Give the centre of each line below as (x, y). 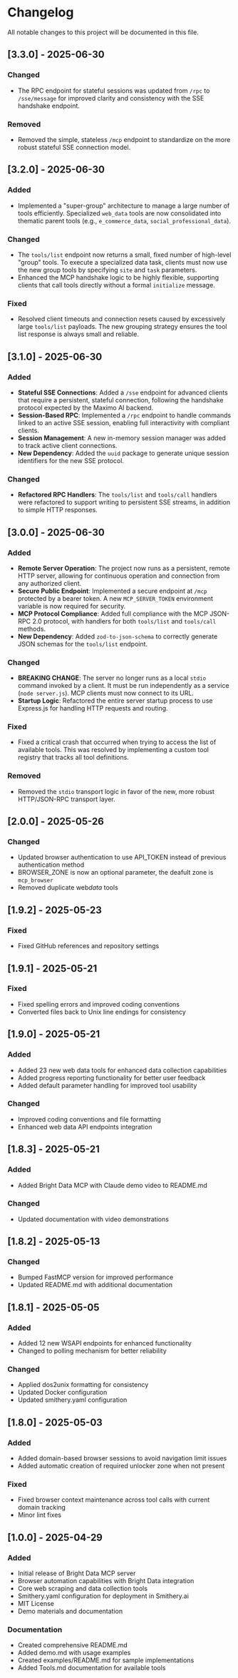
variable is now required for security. (72, 606)
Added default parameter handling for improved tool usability (107, 1085)
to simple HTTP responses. (57, 510)
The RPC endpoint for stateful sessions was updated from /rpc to (114, 91)
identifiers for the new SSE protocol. (71, 460)
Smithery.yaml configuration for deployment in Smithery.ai (103, 1596)
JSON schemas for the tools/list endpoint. (83, 644)
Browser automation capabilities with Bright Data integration (106, 1581)
